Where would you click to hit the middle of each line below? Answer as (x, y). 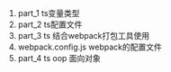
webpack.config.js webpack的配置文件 (90, 47)
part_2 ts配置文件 (50, 24)
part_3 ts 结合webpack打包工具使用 (84, 36)
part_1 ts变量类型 (49, 13)
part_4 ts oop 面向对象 (59, 58)
